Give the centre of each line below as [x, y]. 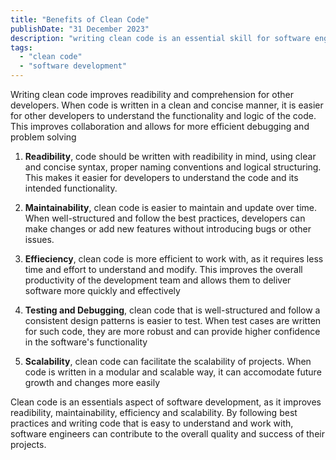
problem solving [43, 137]
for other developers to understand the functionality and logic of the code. [163, 115]
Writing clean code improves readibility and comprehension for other [152, 94]
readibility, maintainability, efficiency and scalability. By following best [154, 412]
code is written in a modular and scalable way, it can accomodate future [173, 372]
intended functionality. [71, 188]
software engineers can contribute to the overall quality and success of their [167, 434]
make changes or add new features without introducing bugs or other [168, 229]
